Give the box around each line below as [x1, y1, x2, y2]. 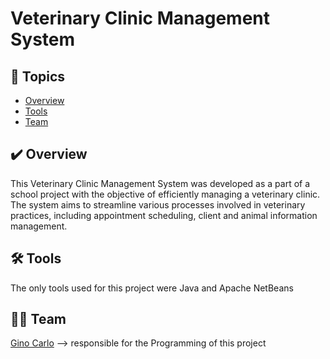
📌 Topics [10, 68, 66, 85]
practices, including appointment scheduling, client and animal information [10, 209, 318, 221]
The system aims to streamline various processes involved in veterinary [10, 198, 306, 211]
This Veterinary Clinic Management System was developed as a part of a [10, 177, 311, 189]
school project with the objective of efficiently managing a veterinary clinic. [10, 188, 321, 200]
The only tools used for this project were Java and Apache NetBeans [10, 282, 294, 294]
